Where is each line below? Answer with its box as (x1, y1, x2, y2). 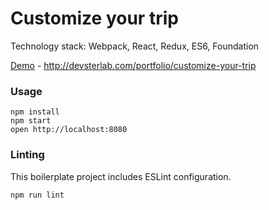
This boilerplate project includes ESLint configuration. (10, 170, 232, 182)
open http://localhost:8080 (10, 125, 128, 135)
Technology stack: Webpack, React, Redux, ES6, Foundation (10, 40, 260, 52)
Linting (10, 148, 45, 162)
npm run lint (10, 190, 65, 200)
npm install (10, 107, 60, 117)
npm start (10, 116, 52, 126)
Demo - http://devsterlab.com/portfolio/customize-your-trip (10, 59, 257, 71)
